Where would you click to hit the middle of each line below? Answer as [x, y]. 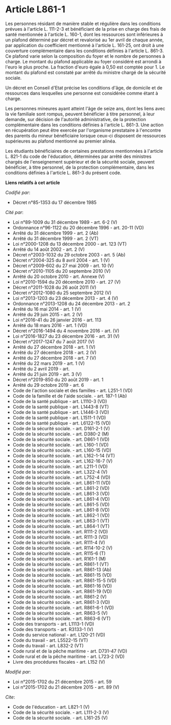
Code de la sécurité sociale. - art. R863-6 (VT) [62, 618]
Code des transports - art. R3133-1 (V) [53, 629]
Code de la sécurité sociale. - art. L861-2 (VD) [61, 488]
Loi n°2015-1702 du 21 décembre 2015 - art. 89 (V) [66, 687]
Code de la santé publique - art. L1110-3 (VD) [60, 401]
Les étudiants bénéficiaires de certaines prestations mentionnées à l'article [84, 151]
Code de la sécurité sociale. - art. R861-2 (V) [60, 597]
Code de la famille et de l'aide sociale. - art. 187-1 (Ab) [70, 396]
